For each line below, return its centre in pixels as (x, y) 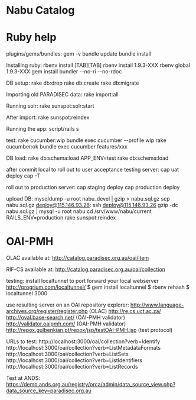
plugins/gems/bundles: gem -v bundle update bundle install (79, 54)
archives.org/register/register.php (47, 311)
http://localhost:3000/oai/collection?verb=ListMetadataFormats (84, 348)
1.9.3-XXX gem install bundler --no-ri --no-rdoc (64, 72)
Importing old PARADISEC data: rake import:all (63, 95)
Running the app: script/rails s (43, 129)
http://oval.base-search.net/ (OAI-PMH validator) (66, 318)
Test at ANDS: (23, 378)
